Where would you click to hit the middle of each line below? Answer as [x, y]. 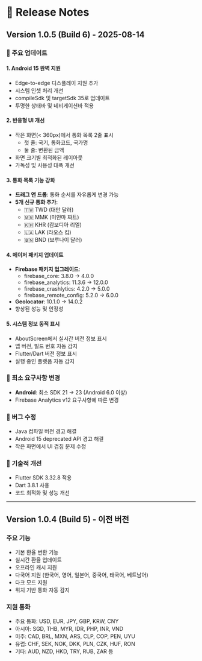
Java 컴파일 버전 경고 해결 [46, 431]
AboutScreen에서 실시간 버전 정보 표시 [61, 338]
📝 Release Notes [48, 12]
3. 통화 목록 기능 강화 [31, 180]
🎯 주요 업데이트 [27, 52]
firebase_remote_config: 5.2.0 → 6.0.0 [71, 296]
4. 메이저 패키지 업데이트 [35, 255]
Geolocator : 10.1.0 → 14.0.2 [49, 302]
